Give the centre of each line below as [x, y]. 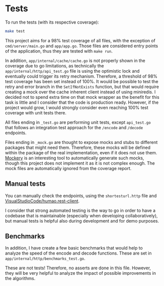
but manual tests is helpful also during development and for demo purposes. [82, 221]
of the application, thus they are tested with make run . [59, 51]
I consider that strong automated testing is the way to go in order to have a [80, 210]
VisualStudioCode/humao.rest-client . [42, 201]
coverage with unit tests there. [36, 113]
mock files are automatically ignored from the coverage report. [68, 168]
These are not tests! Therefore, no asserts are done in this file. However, [78, 268]
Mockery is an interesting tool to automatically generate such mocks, [75, 158]
